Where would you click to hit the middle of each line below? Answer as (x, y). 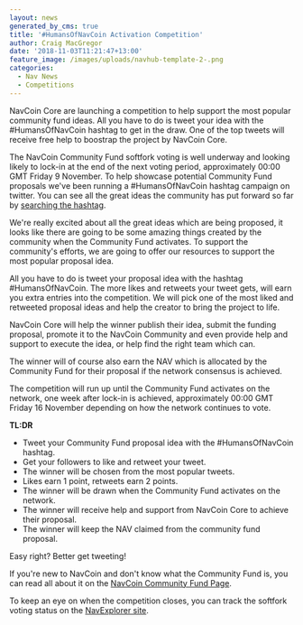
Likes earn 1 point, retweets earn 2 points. (100, 480)
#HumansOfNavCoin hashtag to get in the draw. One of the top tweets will (147, 130)
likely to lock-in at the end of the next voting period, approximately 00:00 (145, 166)
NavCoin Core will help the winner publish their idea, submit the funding (143, 324)
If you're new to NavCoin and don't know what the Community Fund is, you (149, 574)
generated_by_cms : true (54, 26)
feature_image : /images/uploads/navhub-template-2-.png (116, 60)
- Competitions (46, 85)
